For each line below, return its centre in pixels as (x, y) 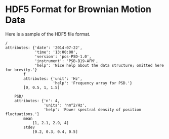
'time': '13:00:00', (56, 52)
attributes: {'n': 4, (37, 101)
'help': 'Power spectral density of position (93, 110)
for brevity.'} (21, 70)
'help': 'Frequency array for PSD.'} (93, 83)
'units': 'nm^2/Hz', (65, 105)
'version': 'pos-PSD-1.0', (63, 57)
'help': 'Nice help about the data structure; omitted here (99, 65)
